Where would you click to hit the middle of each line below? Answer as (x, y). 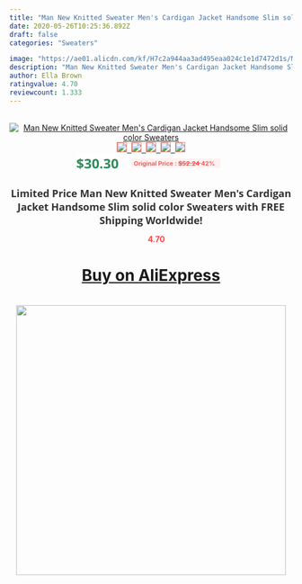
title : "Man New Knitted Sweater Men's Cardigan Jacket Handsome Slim (144, 18)
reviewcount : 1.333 (46, 92)
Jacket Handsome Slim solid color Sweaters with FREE (151, 207)
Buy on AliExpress (151, 276)
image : (22, 59)
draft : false (34, 34)
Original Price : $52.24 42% (174, 163)
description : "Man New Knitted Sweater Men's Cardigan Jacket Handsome (146, 67)
